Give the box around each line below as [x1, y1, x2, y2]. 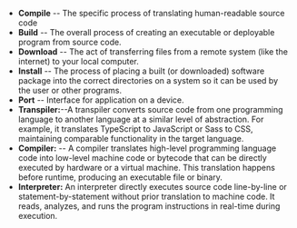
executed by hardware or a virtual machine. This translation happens [17, 163, 275, 173]
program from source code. [17, 36, 122, 47]
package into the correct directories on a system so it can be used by [17, 75, 279, 85]
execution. [17, 211, 58, 221]
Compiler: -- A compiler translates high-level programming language [17, 143, 277, 154]
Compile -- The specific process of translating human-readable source [17, 8, 285, 18]
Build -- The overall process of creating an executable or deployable [17, 27, 275, 37]
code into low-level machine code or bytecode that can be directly [17, 153, 268, 163]
